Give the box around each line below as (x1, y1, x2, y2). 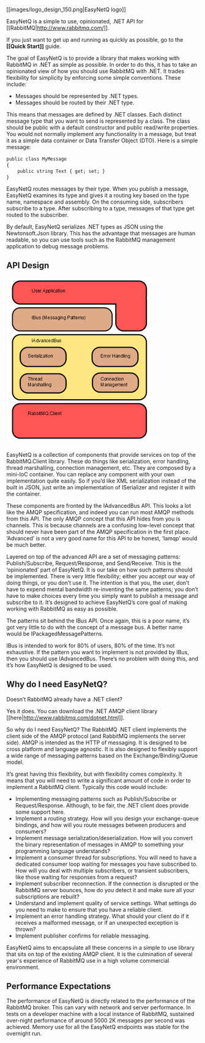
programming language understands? (15, 847, 111, 855)
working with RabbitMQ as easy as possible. (6, 605, 118, 613)
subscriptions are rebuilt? (15, 893, 80, 900)
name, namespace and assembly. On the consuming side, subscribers (6, 198, 184, 205)
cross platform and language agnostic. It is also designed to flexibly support (6, 745, 198, 752)
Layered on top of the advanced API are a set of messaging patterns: (6, 552, 181, 560)
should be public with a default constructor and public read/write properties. (6, 124, 199, 131)
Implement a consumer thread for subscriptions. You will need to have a (15, 854, 197, 861)
